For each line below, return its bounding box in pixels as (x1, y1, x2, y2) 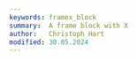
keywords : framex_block (9, 12, 97, 22)
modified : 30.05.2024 (9, 37, 89, 47)
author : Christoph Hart (9, 29, 104, 38)
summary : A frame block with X (9, 21, 128, 30)
